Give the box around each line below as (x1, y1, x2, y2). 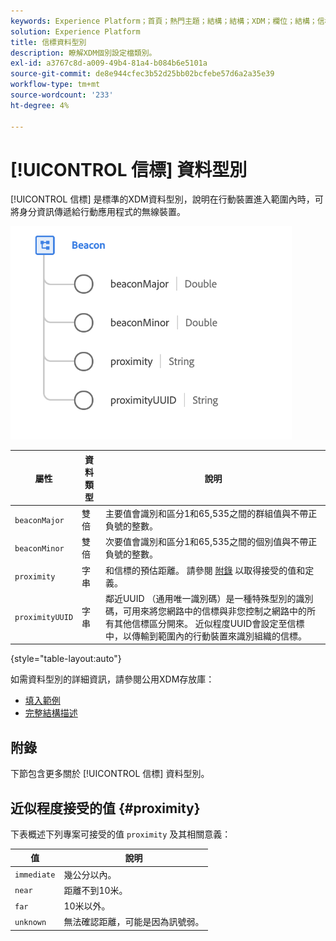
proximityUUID (14, 613, 74, 623)
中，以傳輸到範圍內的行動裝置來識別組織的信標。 (104, 630, 307, 642)
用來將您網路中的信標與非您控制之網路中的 (131, 605, 307, 617)
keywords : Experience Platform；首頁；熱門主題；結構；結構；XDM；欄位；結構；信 (10, 16, 325, 26)
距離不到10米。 (63, 884, 128, 896)
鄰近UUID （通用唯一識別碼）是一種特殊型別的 (104, 592, 297, 604)
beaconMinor (14, 543, 65, 554)
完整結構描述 (24, 707, 78, 719)
